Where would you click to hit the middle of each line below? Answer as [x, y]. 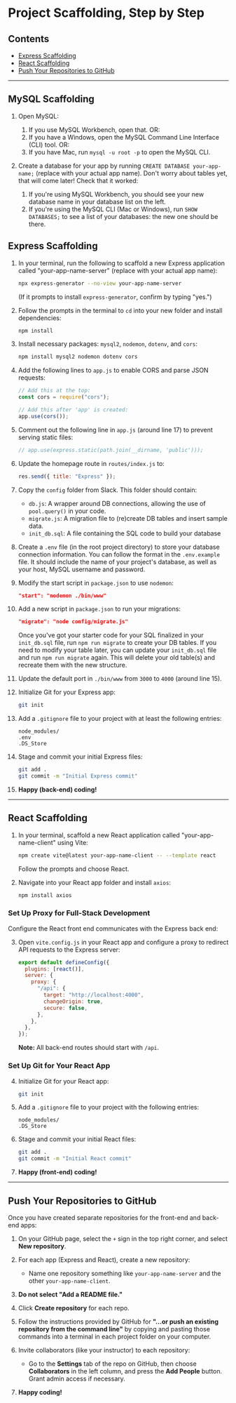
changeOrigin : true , [74, 1002]
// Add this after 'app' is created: [73, 410]
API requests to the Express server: [69, 950]
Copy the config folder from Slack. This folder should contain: [107, 490]
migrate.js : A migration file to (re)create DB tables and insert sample [128, 518]
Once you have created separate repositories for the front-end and [104, 1217]
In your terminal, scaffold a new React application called [99, 835]
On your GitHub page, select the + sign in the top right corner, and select [123, 1238]
